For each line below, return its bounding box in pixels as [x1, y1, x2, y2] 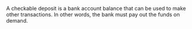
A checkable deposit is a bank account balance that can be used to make [6, 5, 187, 12]
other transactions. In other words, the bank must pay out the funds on [6, 11, 180, 18]
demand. [6, 17, 28, 24]
